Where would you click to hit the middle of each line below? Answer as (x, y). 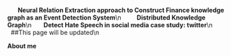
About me (22, 46)
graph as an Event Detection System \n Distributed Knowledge (106, 17)
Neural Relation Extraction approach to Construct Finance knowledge (121, 10)
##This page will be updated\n (55, 32)
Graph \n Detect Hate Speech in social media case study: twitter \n (110, 25)
